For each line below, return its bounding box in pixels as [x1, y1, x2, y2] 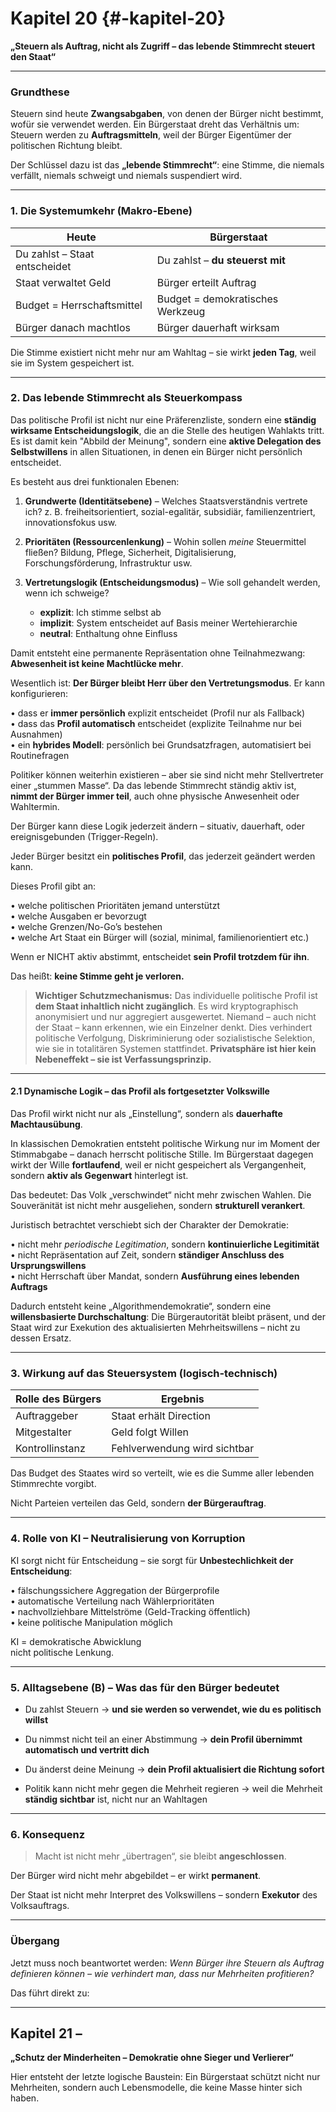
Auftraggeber [15, 1409, 79, 1423]
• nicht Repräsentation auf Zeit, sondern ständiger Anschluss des [10, 1249, 285, 1261]
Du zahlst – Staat [15, 247, 95, 261]
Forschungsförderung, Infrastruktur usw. [24, 557, 193, 569]
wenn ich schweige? [24, 587, 110, 599]
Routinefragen [10, 749, 70, 761]
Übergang [10, 1934, 60, 1948]
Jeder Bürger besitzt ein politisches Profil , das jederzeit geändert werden [10, 850, 316, 862]
